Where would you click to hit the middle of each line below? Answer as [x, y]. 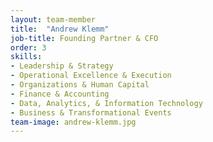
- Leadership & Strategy [62, 66]
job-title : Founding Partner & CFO [84, 38]
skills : [26, 57]
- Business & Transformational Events [91, 112]
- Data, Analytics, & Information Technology [106, 103]
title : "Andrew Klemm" [60, 29]
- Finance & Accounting [60, 94]
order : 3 [28, 47]
